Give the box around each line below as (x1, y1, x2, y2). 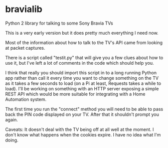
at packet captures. (5, 45, 46, 51)
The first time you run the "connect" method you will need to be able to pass (5, 106, 163, 112)
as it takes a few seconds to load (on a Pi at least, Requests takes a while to (5, 80, 161, 86)
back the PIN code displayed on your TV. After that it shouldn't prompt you (5, 111, 159, 117)
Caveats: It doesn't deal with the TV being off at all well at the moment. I (5, 126, 154, 132)
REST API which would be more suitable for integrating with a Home (5, 91, 145, 97)
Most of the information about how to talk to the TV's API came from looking (5, 39, 163, 46)
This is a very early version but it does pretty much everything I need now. (5, 30, 159, 36)
